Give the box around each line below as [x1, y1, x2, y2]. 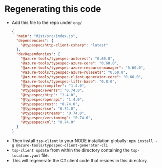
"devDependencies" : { [16, 52, 61, 57]
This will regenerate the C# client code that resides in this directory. [11, 158, 148, 164]
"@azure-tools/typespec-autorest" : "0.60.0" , [20, 56, 115, 62]
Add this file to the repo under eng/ [11, 20, 82, 25]
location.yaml [11, 153, 40, 158]
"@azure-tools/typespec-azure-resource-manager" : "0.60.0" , [20, 65, 145, 70]
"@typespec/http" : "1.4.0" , [20, 93, 78, 98]
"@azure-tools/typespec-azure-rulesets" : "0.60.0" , [20, 70, 128, 75]
